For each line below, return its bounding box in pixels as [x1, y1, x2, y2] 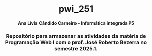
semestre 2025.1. [54, 45, 98, 52]
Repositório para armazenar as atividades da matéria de [6, 32, 146, 39]
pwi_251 [58, 3, 94, 15]
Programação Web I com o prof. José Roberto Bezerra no [5, 39, 147, 46]
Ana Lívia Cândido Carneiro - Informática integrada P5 [18, 20, 134, 26]
